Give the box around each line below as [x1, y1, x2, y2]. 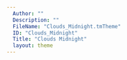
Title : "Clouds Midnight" [12, 36, 88, 43]
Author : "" [12, 10, 44, 17]
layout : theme [12, 42, 53, 49]
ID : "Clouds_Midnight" [12, 29, 78, 37]
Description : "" [12, 17, 59, 23]
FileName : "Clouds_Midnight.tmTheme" [12, 23, 121, 30]
